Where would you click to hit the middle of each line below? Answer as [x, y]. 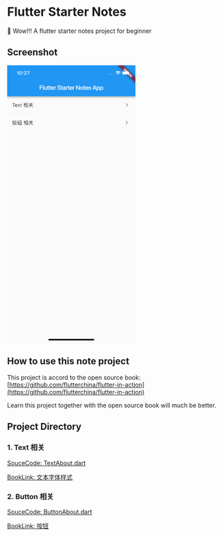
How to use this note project [68, 361]
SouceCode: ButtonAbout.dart [50, 512]
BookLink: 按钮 [28, 526]
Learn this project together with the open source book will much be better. [112, 405]
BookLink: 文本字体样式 [40, 477]
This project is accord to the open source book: [74, 378]
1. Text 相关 [26, 448]
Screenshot [32, 52]
